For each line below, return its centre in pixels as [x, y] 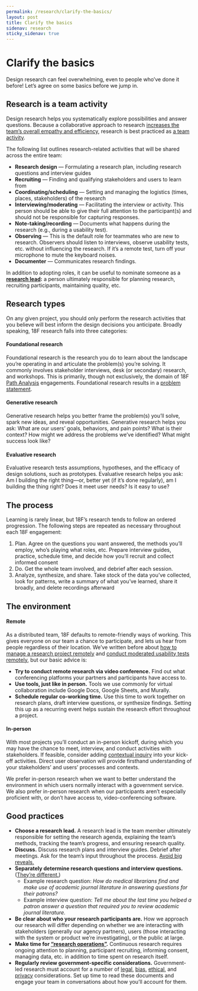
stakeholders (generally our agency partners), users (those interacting [100, 931]
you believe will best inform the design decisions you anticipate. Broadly [94, 324]
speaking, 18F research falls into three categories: [67, 331]
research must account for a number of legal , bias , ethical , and [100, 969]
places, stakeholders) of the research [60, 198]
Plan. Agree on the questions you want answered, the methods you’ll [98, 544]
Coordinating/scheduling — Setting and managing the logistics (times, [101, 192]
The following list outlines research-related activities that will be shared [93, 149]
